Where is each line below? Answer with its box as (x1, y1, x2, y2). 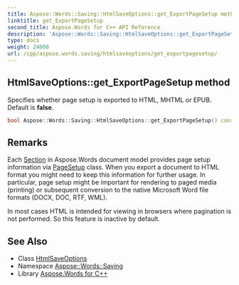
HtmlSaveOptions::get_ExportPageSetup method (7, 76, 230, 89)
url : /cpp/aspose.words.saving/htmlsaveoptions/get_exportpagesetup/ (7, 51, 218, 58)
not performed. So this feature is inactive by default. (7, 214, 160, 223)
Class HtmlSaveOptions (17, 254, 87, 263)
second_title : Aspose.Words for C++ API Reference (7, 24, 161, 31)
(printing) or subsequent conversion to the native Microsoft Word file (7, 186, 208, 195)
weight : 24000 (7, 43, 50, 51)
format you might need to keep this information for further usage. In (7, 170, 206, 179)
